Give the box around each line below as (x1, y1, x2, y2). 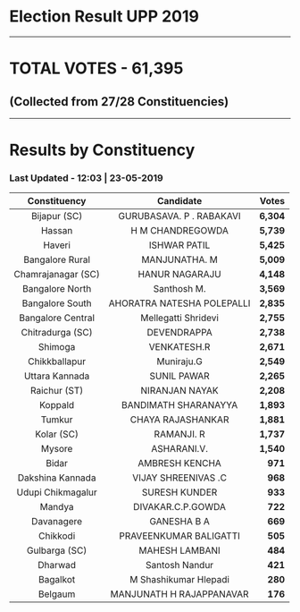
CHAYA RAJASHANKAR (129, 413, 229, 426)
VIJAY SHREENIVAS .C (132, 472, 228, 484)
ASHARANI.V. (151, 443, 208, 455)
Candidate (156, 195, 203, 208)
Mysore (40, 443, 73, 455)
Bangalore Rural (23, 253, 91, 266)
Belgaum (38, 588, 76, 600)
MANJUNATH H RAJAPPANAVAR (110, 588, 249, 600)
